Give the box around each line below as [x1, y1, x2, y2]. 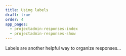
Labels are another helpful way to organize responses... [5, 45, 121, 51]
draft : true [5, 12, 30, 17]
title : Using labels [5, 7, 49, 13]
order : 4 [5, 17, 24, 22]
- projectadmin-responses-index [10, 26, 78, 32]
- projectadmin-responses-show [10, 31, 76, 36]
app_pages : [5, 21, 28, 27]
